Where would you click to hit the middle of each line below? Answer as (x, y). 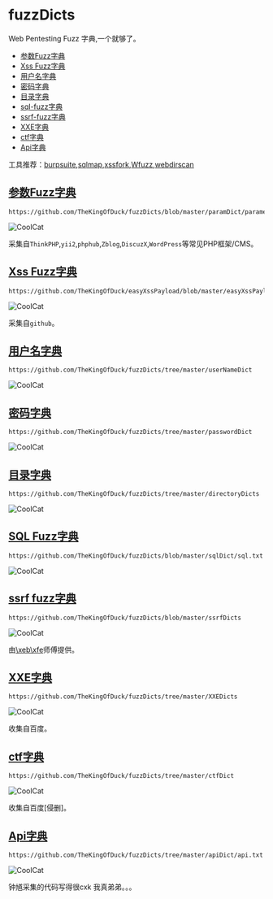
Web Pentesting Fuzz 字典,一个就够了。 (74, 38)
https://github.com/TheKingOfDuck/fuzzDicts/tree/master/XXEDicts (123, 697)
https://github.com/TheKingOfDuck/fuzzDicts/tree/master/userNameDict (130, 370)
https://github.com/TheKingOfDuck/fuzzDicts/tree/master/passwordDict (130, 432)
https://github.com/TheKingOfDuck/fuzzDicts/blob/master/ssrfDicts (125, 618)
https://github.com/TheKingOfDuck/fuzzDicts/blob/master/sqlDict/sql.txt (136, 556)
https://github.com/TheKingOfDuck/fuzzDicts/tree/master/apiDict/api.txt (136, 855)
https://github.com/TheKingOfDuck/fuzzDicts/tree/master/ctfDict (121, 776)
